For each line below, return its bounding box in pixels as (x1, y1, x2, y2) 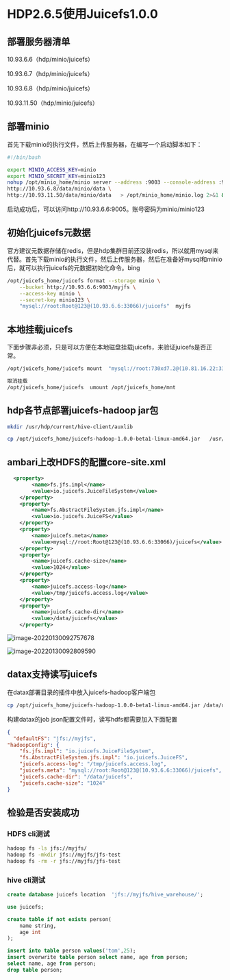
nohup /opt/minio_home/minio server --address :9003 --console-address (7, 179, 216, 186)
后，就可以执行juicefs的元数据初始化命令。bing (7, 263, 140, 271)
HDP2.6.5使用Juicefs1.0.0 (7, 6, 159, 22)
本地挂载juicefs (7, 323, 73, 335)
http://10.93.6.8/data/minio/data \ (7, 186, 112, 193)
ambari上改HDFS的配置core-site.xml (7, 456, 166, 468)
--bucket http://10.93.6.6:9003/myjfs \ (19, 284, 136, 291)
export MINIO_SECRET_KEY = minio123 (7, 173, 106, 180)
